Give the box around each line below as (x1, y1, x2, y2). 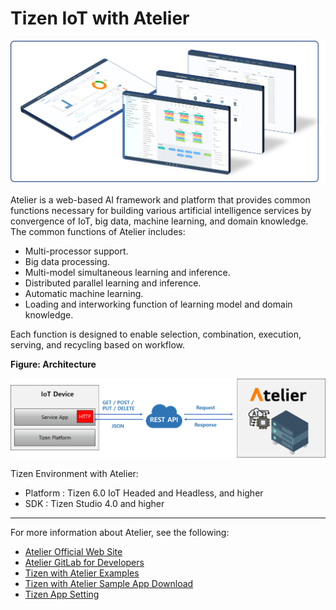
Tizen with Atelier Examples (24, 567, 140, 579)
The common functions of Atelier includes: (10, 225, 186, 237)
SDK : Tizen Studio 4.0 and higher (24, 497, 165, 509)
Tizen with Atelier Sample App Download (24, 577, 194, 589)
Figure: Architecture (10, 358, 97, 370)
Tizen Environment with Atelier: (10, 467, 139, 479)
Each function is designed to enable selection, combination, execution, (10, 328, 302, 340)
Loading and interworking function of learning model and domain (24, 298, 293, 310)
